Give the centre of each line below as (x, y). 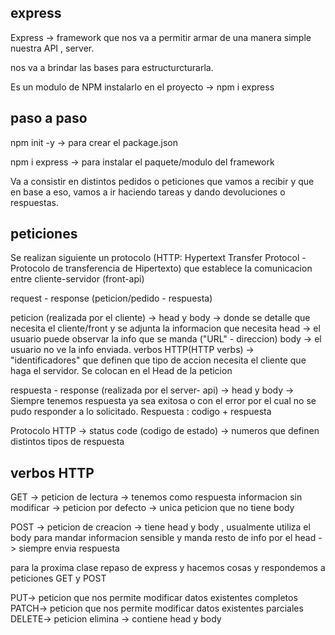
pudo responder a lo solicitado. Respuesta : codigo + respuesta (141, 412)
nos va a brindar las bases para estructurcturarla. (112, 67)
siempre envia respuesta (69, 548)
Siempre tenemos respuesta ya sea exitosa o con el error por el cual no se (163, 401)
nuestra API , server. (52, 48)
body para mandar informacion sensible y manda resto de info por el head (163, 538)
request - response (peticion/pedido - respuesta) (111, 298)
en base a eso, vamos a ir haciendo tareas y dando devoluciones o (148, 192)
